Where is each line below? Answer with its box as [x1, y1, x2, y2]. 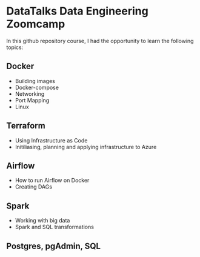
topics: [6, 44, 24, 51]
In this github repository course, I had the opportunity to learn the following [6, 37, 194, 44]
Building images [15, 77, 56, 84]
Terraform [6, 121, 45, 131]
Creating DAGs [15, 183, 53, 190]
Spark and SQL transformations [15, 223, 94, 231]
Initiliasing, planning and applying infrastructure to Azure [15, 143, 157, 150]
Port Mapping [15, 96, 50, 104]
